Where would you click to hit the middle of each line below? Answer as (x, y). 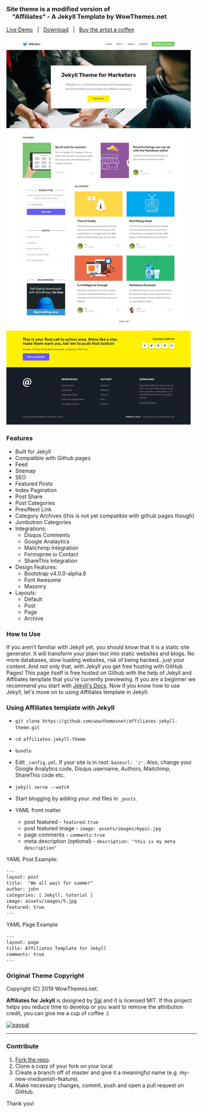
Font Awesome (43, 580)
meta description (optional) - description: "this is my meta (100, 841)
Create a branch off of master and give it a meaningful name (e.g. (96, 1072)
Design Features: (36, 567)
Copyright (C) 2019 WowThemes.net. (52, 989)
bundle (23, 751)
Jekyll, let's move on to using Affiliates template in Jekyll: (78, 692)
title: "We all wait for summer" (50, 884)
